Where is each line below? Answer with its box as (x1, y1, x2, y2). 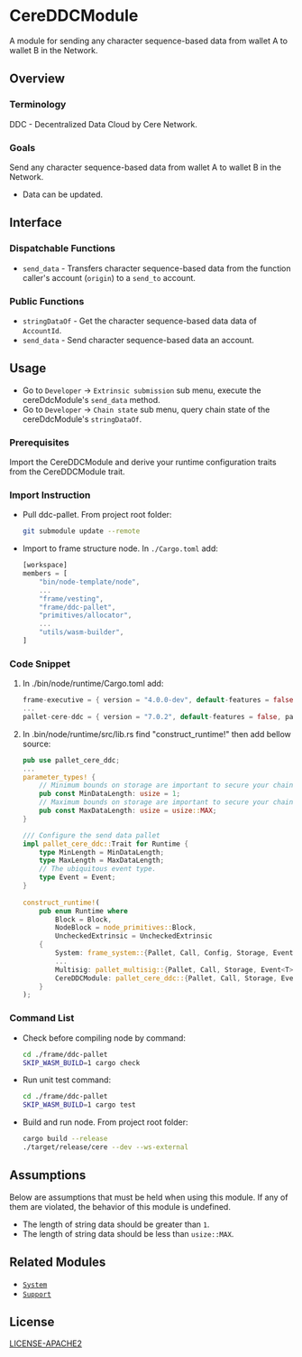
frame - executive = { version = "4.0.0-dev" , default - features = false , (22, 696, 297, 705)
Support (22, 1289, 51, 1299)
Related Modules (9, 1255, 106, 1270)
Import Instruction (9, 489, 91, 501)
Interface (9, 215, 62, 230)
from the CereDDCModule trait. (9, 466, 125, 477)
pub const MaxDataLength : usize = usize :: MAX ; (39, 806, 217, 816)
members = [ (22, 569, 68, 578)
